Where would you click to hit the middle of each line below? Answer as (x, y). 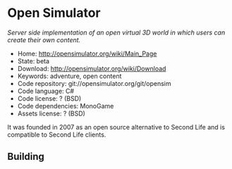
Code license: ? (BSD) (49, 98)
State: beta (33, 61)
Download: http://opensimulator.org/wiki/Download (92, 68)
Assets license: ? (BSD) (51, 113)
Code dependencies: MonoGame (66, 106)
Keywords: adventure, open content (69, 76)
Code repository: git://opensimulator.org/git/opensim (94, 83)
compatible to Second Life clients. (57, 134)
